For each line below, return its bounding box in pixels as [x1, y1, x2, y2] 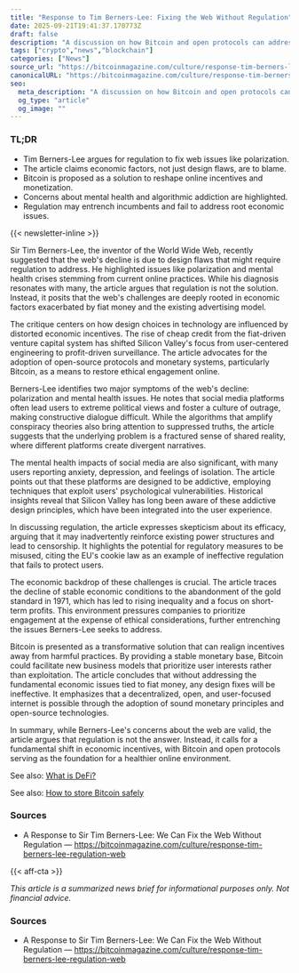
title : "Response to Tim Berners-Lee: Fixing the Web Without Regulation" [10, 12, 293, 22]
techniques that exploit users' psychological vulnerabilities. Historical [10, 486, 264, 496]
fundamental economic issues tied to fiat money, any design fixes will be [10, 679, 276, 689]
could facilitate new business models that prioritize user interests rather [10, 660, 272, 671]
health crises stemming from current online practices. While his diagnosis [10, 273, 279, 284]
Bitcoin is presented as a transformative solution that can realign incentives [10, 641, 285, 652]
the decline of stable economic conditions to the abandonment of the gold [10, 586, 282, 597]
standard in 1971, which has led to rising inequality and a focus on [10, 595, 250, 606]
